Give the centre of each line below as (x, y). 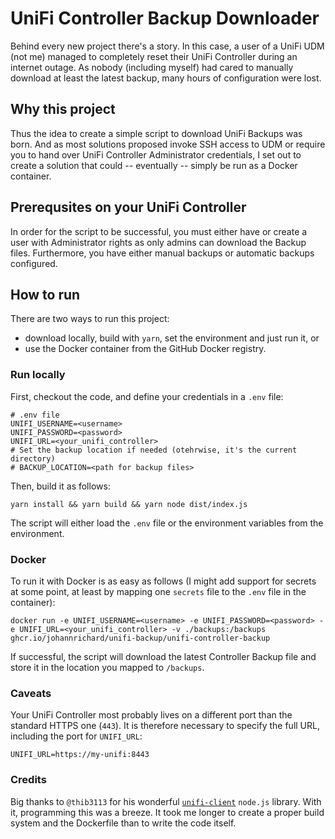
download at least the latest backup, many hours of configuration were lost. (166, 78)
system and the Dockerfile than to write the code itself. (123, 823)
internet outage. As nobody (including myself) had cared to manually (152, 67)
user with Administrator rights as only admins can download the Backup (158, 242)
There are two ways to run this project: (90, 319)
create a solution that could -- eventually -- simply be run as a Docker (154, 165)
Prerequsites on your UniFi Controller (128, 207)
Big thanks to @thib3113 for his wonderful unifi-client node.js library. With (166, 801)
